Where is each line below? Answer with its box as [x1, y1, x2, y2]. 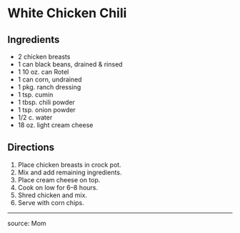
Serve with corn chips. [17, 198, 84, 207]
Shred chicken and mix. [17, 191, 88, 199]
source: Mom [7, 219, 46, 227]
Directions [7, 142, 55, 154]
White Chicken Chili [7, 5, 127, 21]
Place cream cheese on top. [17, 175, 101, 184]
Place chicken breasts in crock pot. [17, 160, 121, 169]
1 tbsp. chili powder [17, 98, 75, 106]
